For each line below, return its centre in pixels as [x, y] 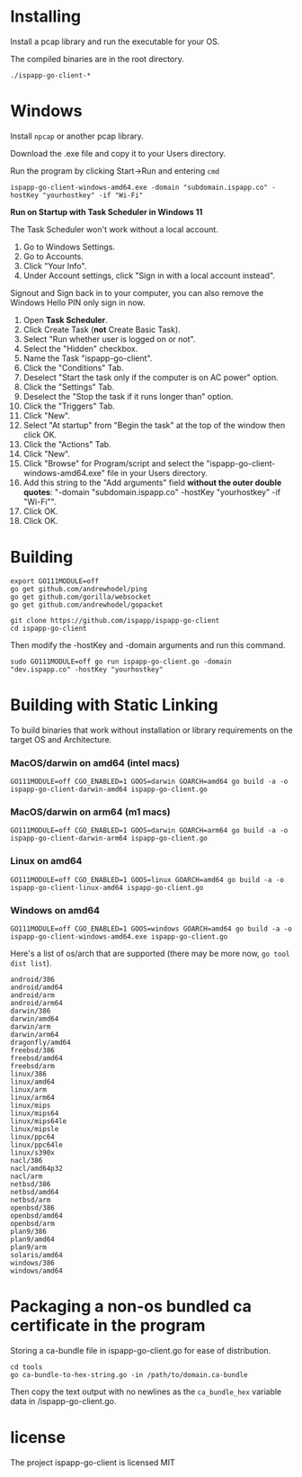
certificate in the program [108, 1326]
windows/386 [32, 1263]
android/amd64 [37, 987]
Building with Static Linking [114, 705]
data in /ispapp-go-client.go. [63, 1400]
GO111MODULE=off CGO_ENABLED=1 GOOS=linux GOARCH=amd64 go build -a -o [147, 879]
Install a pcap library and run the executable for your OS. [115, 41]
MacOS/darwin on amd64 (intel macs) [95, 762]
